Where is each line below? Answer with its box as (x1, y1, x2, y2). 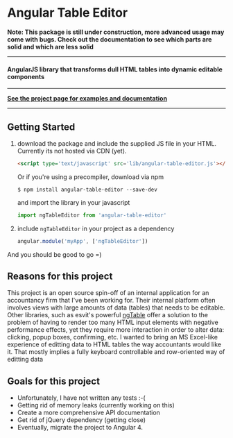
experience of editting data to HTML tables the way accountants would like (7, 340, 222, 348)
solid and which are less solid (7, 42, 94, 51)
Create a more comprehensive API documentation (17, 408, 161, 417)
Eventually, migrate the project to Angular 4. (17, 423, 144, 432)
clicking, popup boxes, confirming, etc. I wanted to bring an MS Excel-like (7, 333, 218, 342)
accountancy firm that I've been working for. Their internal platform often (7, 296, 216, 305)
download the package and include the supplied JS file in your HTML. (17, 139, 217, 147)
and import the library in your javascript (17, 198, 130, 206)
